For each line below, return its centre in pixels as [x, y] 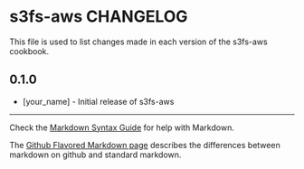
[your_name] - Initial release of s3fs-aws [98, 101]
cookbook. [29, 51]
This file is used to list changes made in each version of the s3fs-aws [139, 42]
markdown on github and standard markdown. [95, 155]
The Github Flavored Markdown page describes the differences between [145, 145]
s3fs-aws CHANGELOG [99, 17]
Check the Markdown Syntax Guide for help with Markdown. [122, 127]
